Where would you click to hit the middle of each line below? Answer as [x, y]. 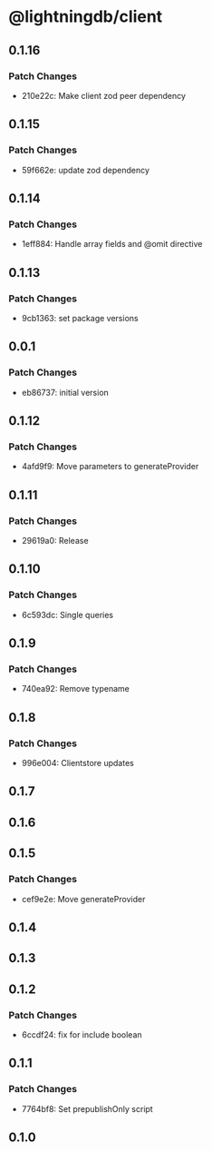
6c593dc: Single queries [67, 615]
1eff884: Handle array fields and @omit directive [112, 244]
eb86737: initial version [65, 392]
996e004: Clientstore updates [78, 763]
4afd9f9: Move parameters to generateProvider [110, 467]
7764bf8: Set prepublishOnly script [87, 1108]
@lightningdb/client [86, 17]
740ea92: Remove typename [76, 689]
